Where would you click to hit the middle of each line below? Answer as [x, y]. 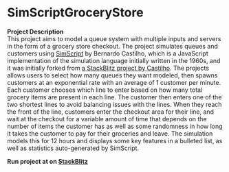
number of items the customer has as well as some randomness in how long [115, 126]
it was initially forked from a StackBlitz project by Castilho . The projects [108, 68]
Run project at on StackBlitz [47, 161]
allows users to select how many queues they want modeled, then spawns [112, 75]
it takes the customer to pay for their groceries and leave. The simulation [110, 133]
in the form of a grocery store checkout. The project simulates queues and [113, 46]
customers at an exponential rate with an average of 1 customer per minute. [114, 82]
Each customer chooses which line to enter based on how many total [105, 90]
